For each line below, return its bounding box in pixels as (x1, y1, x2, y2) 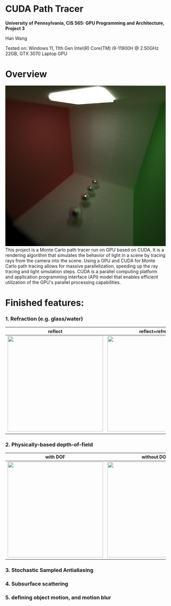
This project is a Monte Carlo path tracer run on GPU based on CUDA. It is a (5, 247, 164, 253)
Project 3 (5, 25, 25, 31)
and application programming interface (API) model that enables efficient (5, 274, 159, 280)
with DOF (45, 454, 66, 460)
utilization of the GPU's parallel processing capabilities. (5, 279, 121, 285)
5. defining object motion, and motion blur (5, 594, 111, 601)
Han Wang (5, 35, 27, 41)
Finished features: (5, 297, 84, 309)
